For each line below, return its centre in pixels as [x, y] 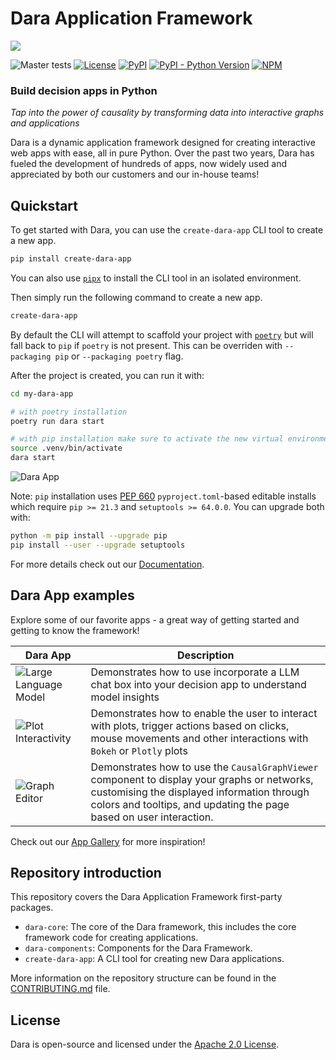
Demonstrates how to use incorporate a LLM [195, 672]
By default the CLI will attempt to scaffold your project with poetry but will [162, 334]
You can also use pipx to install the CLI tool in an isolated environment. [156, 278]
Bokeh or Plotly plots [139, 750]
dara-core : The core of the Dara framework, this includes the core [160, 927]
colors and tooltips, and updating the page [190, 804]
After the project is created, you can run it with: [107, 375]
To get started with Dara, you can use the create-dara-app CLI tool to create [167, 230]
